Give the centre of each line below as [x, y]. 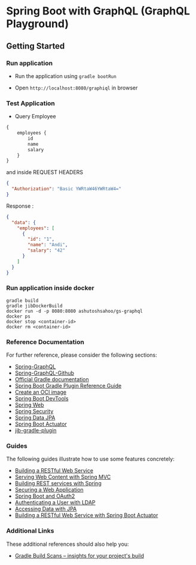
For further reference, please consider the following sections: [82, 355]
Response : [20, 206]
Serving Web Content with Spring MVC [63, 477]
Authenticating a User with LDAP [55, 503]
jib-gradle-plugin [36, 431]
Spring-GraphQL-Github [45, 373]
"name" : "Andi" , [48, 245]
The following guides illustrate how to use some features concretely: [91, 459]
